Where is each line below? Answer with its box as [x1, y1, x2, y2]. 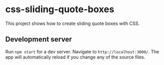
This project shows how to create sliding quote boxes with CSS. [5, 20, 140, 26]
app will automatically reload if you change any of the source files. [5, 54, 146, 60]
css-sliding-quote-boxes [5, 4, 114, 15]
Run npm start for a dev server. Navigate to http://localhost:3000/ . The [5, 48, 159, 54]
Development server [5, 35, 72, 44]
